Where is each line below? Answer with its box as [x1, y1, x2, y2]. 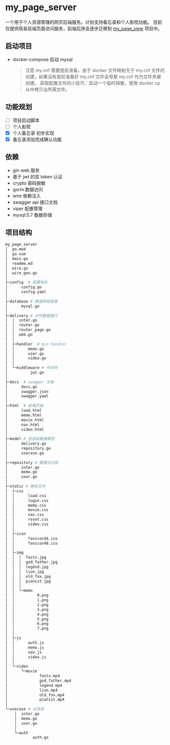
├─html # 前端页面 [5, 403, 44, 408]
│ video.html [5, 427, 44, 432]
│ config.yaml [5, 290, 47, 295]
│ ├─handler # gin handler [5, 341, 67, 347]
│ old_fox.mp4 [5, 692, 65, 698]
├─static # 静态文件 [5, 484, 46, 489]
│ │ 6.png [5, 621, 49, 626]
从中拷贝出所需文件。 [25, 86, 70, 92]
